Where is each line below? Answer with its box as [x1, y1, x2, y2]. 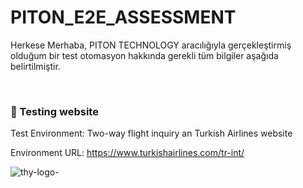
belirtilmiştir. [10, 60, 61, 72]
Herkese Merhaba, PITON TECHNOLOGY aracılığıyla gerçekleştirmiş [10, 39, 292, 51]
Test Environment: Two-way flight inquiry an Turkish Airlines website [10, 127, 293, 140]
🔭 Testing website [10, 104, 99, 118]
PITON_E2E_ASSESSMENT [10, 6, 237, 29]
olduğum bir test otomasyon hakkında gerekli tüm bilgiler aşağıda [10, 49, 279, 61]
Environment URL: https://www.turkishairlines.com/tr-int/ [10, 147, 245, 159]
